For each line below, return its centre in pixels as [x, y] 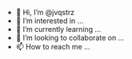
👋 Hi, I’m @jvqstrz [45, 12]
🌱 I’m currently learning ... [58, 29]
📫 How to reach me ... [53, 47]
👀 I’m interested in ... [50, 21]
